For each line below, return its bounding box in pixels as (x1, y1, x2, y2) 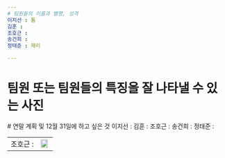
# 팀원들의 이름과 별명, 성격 (7, 10, 78, 17)
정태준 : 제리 (7, 42, 41, 49)
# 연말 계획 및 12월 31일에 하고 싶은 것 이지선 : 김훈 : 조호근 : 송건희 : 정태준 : (7, 122, 215, 130)
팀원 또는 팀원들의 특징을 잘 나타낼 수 (7, 80, 203, 96)
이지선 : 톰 (7, 17, 36, 24)
